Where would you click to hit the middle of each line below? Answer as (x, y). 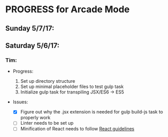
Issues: (20, 102)
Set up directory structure (48, 81)
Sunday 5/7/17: (30, 28)
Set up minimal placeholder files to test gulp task (72, 87)
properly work (35, 118)
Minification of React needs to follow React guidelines (77, 129)
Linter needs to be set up (47, 123)
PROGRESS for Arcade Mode (68, 9)
